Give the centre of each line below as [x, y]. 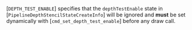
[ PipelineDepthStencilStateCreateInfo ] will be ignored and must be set [96, 15]
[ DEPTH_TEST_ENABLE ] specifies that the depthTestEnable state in [85, 9]
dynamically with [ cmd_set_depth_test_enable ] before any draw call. [91, 21]
